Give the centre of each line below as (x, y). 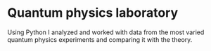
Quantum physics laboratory (93, 13)
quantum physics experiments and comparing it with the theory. (100, 39)
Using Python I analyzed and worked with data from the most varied (106, 32)
